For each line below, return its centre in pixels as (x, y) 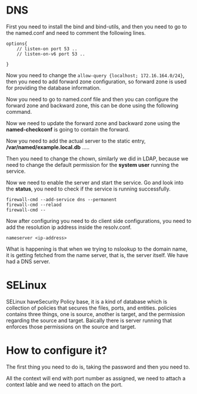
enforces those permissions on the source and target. (71, 326)
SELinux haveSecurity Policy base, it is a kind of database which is (87, 301)
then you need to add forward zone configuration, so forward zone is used (96, 81)
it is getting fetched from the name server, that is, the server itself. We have (97, 255)
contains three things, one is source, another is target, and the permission (96, 314)
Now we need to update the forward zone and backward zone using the (93, 123)
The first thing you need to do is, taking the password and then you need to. (98, 367)
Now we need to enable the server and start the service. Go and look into (95, 182)
